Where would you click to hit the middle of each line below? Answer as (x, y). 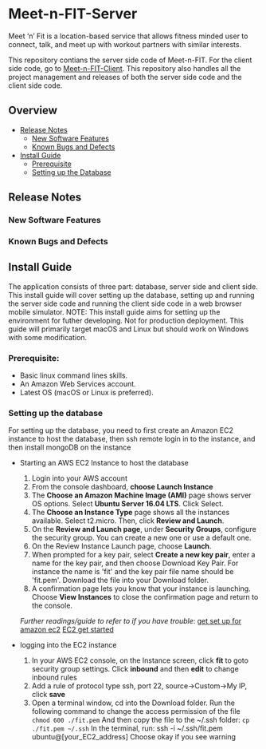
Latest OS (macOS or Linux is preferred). (86, 393)
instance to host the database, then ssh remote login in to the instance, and (132, 439)
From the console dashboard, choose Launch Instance (122, 487)
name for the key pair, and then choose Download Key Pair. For (135, 563)
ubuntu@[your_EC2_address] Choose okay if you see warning (134, 737)
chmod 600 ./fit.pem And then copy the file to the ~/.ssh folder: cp (141, 720)
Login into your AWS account (79, 478)
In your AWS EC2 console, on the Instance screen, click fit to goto (140, 660)
